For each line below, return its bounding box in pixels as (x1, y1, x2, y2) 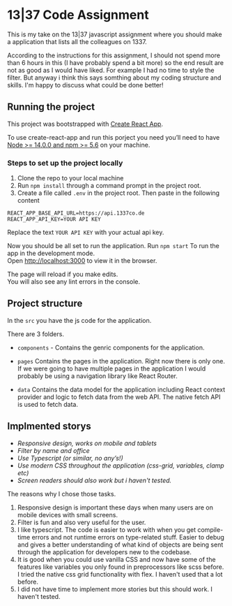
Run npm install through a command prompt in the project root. (17, 182, 202, 190)
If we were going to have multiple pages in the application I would (17, 364, 206, 373)
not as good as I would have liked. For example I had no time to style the (7, 66, 215, 74)
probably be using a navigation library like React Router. (17, 371, 178, 380)
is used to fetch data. (17, 400, 79, 408)
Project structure (7, 298, 83, 310)
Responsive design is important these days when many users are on (17, 503, 214, 512)
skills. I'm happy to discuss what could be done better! (7, 80, 164, 89)
